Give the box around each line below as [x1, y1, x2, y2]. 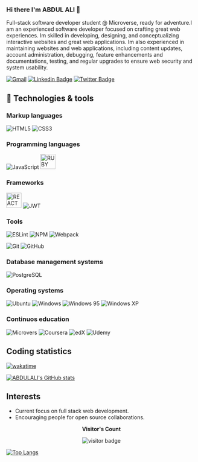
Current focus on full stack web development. [14, 407, 129, 415]
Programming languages [6, 140, 80, 148]
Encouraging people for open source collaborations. [14, 414, 145, 421]
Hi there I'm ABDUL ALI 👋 [6, 5, 80, 14]
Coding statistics [6, 346, 72, 356]
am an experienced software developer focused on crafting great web [6, 25, 180, 33]
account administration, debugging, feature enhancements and [6, 51, 163, 59]
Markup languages [6, 111, 63, 119]
